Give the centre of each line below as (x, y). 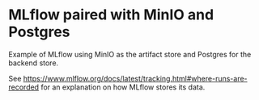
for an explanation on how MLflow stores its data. (123, 87)
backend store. (34, 63)
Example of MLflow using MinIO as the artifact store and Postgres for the (130, 54)
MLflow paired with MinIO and (111, 15)
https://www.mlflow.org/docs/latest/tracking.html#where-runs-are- (136, 78)
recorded (23, 87)
